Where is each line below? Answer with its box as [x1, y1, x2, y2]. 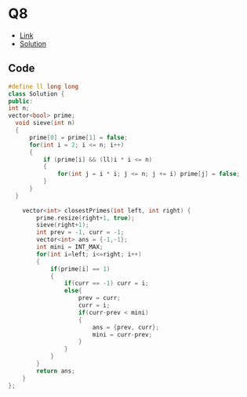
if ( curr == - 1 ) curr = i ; [64, 279, 149, 287]
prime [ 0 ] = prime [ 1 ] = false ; [28, 133, 128, 141]
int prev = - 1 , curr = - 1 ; [36, 228, 125, 236]
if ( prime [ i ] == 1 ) [49, 264, 111, 273]
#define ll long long [8, 82, 79, 90]
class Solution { [8, 89, 65, 98]
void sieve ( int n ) [15, 119, 76, 127]
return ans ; [36, 366, 76, 375]
